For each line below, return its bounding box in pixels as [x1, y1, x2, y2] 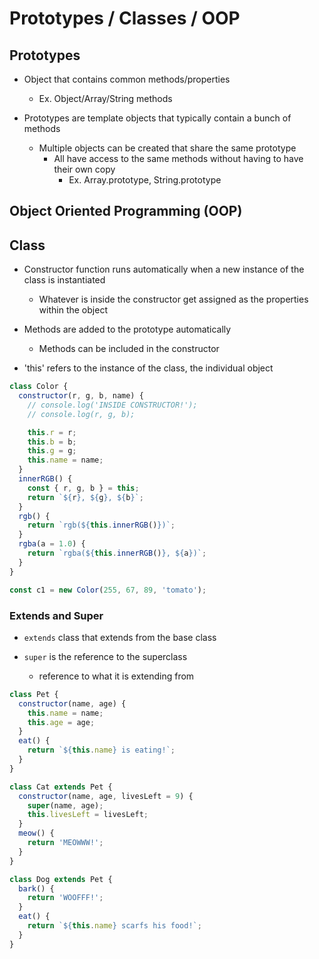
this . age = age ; [27, 717, 96, 727]
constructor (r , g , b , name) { [18, 391, 144, 401]
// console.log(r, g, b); [27, 409, 136, 419]
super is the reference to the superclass [23, 650, 188, 662]
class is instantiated [23, 274, 106, 286]
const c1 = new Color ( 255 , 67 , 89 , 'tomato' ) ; [9, 585, 207, 595]
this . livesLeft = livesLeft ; [27, 810, 149, 820]
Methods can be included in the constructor [38, 343, 220, 355]
